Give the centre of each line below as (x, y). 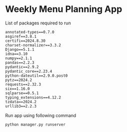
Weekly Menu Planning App (64, 9)
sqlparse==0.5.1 (22, 93)
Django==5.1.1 (20, 49)
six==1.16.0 (17, 89)
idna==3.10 (16, 54)
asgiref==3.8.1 (21, 36)
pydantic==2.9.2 (22, 67)
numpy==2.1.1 (19, 58)
